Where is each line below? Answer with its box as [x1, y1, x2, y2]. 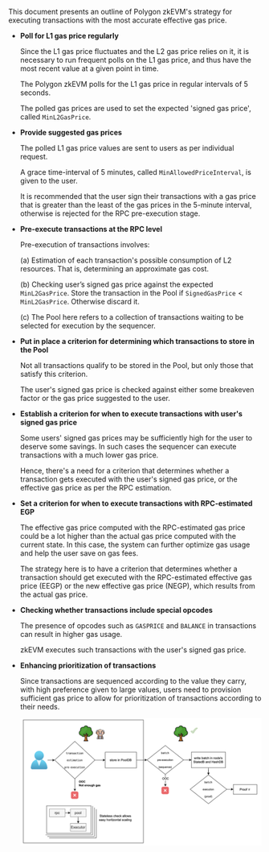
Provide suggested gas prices [19, 128, 123, 137]
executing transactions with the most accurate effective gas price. [8, 15, 227, 25]
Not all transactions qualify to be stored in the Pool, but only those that [19, 361, 254, 370]
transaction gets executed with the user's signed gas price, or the [19, 474, 238, 484]
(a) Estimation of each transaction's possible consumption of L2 [19, 255, 232, 265]
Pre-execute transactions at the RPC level [19, 225, 163, 234]
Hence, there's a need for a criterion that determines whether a [19, 466, 230, 475]
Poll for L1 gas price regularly [19, 31, 119, 40]
